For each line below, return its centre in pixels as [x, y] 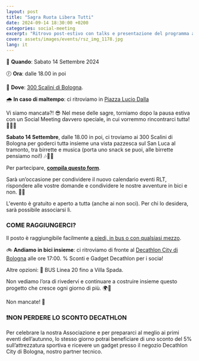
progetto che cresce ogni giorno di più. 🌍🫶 [59, 288]
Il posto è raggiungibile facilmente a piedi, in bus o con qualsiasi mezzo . [94, 238]
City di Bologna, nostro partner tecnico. [54, 351]
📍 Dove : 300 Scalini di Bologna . [45, 87]
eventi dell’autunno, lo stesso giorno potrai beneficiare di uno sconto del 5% [99, 339]
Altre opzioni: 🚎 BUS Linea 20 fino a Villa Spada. [65, 270]
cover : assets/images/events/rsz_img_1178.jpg [65, 39]
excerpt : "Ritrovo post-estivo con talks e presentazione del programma [98, 34]
